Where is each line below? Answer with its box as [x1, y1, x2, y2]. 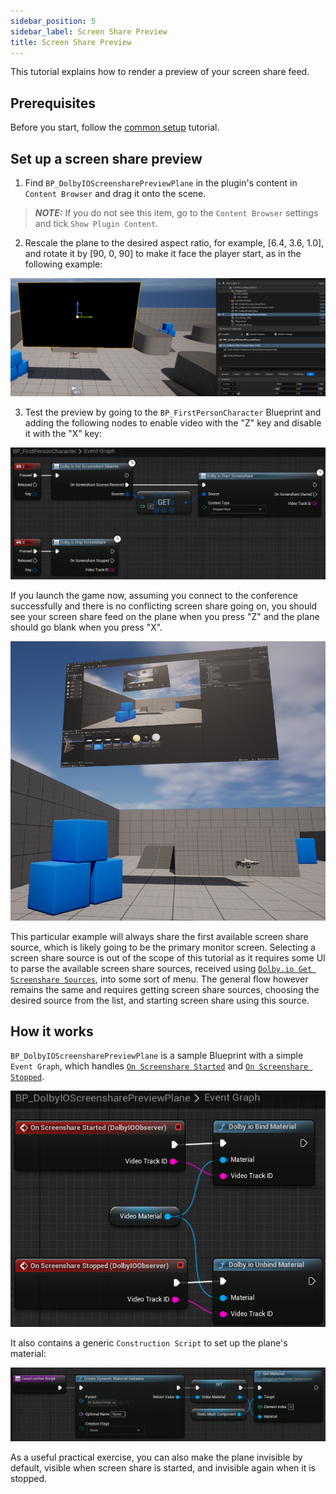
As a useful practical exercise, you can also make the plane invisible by [10, 1451, 303, 1463]
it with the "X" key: [24, 428, 102, 440]
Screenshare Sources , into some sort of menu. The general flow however [10, 973, 309, 985]
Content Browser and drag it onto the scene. [24, 188, 207, 199]
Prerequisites [10, 95, 96, 112]
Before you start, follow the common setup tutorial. [10, 121, 220, 134]
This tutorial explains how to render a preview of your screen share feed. [10, 66, 310, 78]
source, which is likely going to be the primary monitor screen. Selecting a [10, 941, 316, 953]
